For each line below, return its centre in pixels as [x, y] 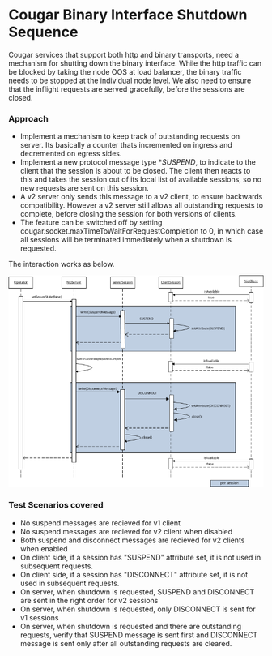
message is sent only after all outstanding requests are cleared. [126, 643]
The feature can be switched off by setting [91, 223]
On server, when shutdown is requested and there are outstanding [131, 626]
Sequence [43, 32]
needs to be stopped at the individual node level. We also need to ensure [130, 80]
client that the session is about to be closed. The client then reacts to [135, 171]
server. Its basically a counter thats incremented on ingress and [126, 145]
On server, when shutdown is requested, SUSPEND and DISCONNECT [137, 592]
